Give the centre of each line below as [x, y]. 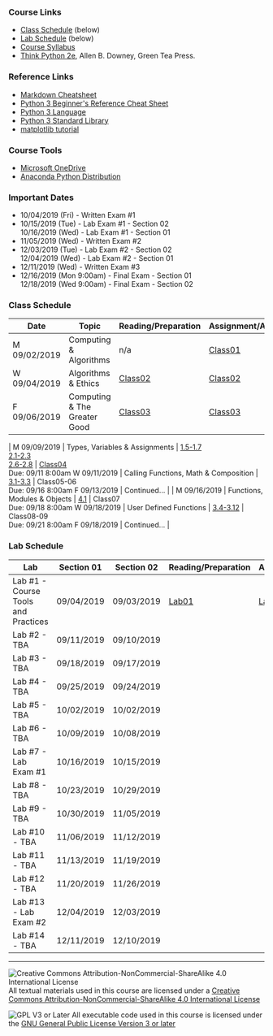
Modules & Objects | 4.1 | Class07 [64, 499]
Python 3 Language [53, 111]
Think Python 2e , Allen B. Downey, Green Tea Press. [108, 56]
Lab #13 [29, 902]
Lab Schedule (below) [57, 38]
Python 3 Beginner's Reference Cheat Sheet [94, 103]
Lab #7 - [30, 752]
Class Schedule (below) [60, 30]
